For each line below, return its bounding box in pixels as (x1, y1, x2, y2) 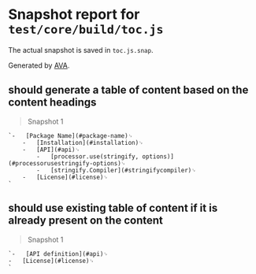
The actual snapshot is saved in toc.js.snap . (8, 45, 154, 54)
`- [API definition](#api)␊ (8, 250, 109, 257)
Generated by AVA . (8, 61, 70, 70)
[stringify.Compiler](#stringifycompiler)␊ (50, 166, 197, 174)
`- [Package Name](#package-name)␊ (8, 131, 133, 139)
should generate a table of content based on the (8, 83, 249, 97)
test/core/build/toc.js (8, 22, 164, 37)
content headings (8, 96, 97, 109)
